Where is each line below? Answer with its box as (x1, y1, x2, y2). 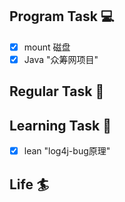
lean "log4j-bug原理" (23, 145, 111, 157)
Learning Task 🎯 (9, 117, 112, 134)
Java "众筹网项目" (23, 53, 99, 65)
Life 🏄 (9, 176, 50, 193)
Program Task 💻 (9, 8, 115, 25)
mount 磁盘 (23, 41, 71, 53)
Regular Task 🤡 (9, 83, 105, 100)
